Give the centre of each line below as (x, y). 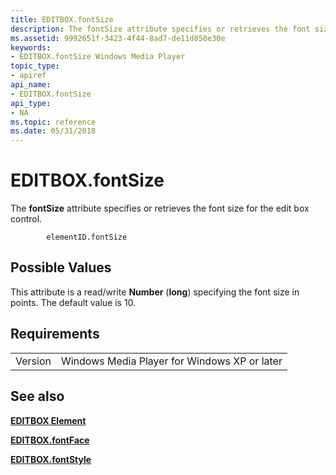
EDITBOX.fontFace (50, 440)
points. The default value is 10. (73, 302)
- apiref (28, 76)
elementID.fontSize (87, 237)
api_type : (31, 103)
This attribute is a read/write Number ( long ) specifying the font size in (155, 292)
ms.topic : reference (53, 122)
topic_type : (35, 66)
